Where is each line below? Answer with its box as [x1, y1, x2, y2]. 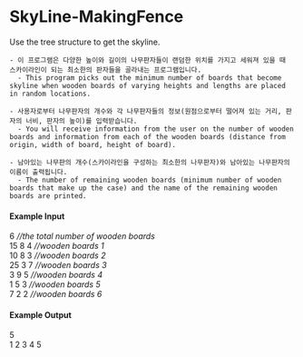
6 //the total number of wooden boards [9, 231, 156, 242]
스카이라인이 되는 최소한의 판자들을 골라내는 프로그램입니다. [9, 65, 202, 74]
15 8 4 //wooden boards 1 [9, 241, 104, 252]
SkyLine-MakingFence [9, 6, 184, 27]
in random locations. [9, 89, 92, 98]
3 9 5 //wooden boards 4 [9, 270, 103, 281]
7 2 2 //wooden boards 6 [9, 289, 103, 300]
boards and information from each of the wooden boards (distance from [9, 132, 286, 142]
